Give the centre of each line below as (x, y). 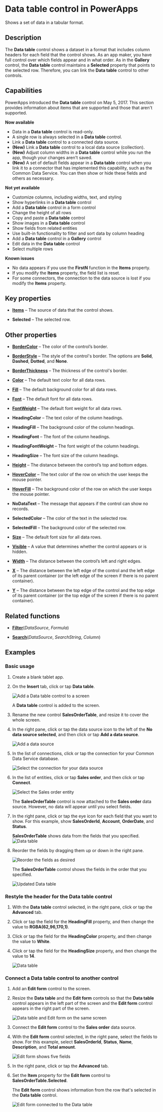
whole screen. (26, 720)
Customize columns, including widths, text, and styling (67, 197)
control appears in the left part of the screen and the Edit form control (82, 1003)
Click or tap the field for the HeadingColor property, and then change (82, 936)
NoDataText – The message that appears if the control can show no (80, 504)
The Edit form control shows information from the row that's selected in (84, 1090)
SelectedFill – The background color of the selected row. (69, 528)
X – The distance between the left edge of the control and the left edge (83, 571)
